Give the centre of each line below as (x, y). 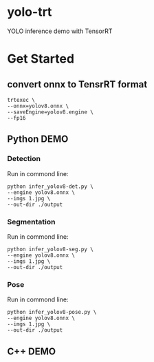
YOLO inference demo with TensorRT (60, 31)
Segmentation (31, 222)
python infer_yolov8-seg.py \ (51, 249)
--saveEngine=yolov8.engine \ (51, 112)
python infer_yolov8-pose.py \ (52, 312)
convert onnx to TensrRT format (77, 84)
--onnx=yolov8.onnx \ (38, 106)
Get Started (41, 59)
